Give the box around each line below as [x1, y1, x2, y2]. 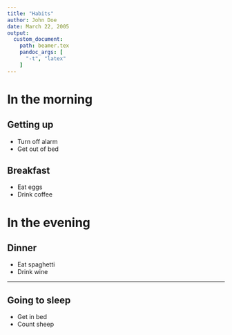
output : [7, 29, 30, 37]
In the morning [7, 91, 93, 107]
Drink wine [17, 268, 48, 276]
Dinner [7, 242, 37, 254]
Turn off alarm [17, 137, 58, 145]
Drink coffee [17, 190, 53, 199]
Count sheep [17, 320, 55, 329]
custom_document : [13, 36, 64, 43]
